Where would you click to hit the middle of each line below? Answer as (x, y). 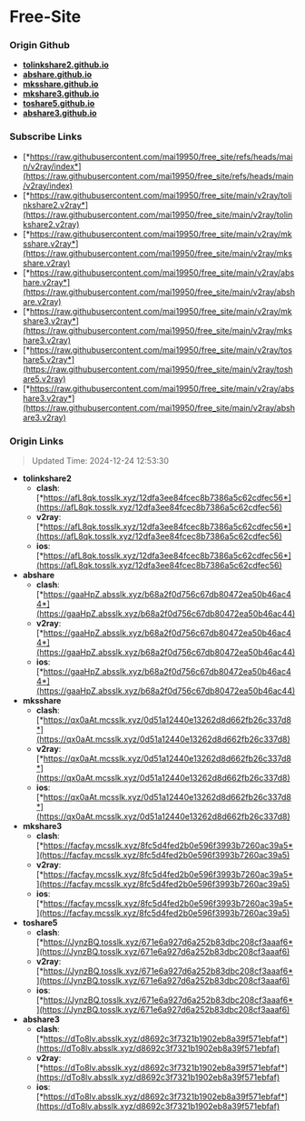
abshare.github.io (57, 75)
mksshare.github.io (60, 85)
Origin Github (40, 45)
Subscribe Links (46, 136)
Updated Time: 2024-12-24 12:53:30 (100, 461)
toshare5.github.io (59, 104)
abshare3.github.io (59, 113)
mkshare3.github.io (61, 94)
